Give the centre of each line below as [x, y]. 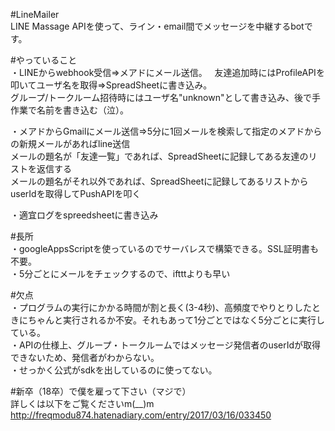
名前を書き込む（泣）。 [82, 110]
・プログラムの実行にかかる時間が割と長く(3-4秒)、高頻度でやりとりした [161, 307]
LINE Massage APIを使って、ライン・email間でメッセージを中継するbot [157, 26]
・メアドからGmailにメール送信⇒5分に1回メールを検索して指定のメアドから [166, 131]
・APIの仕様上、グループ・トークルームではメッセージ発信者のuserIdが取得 [166, 345]
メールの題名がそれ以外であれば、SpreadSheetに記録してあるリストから [159, 181]
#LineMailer [35, 14]
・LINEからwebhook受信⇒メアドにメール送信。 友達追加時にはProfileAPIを [167, 72]
